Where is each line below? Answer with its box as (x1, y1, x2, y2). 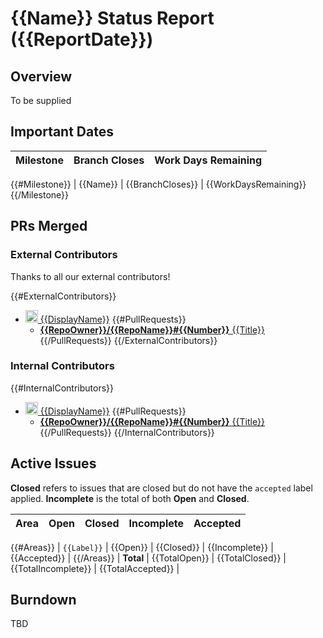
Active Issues (10, 455, 97, 472)
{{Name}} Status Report (10, 7, 215, 30)
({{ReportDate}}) (10, 28, 154, 51)
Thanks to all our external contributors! (10, 270, 171, 282)
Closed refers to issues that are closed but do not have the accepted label (10, 482, 313, 494)
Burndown (10, 592, 77, 608)
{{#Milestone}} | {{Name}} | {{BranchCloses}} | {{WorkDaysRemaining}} (10, 178, 307, 190)
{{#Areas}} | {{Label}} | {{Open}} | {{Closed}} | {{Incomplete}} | (10, 541, 274, 553)
